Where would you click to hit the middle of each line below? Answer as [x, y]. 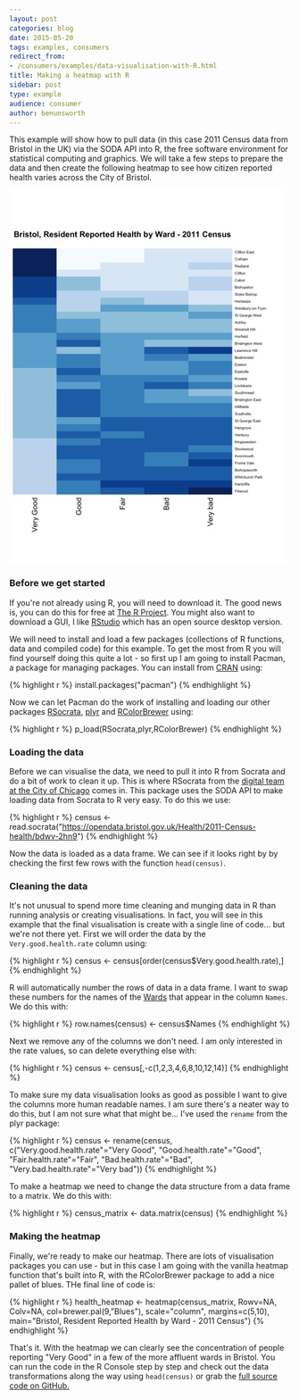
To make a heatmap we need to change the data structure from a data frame [150, 1186]
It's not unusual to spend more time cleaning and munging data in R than [143, 906]
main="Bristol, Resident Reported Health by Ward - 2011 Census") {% [137, 1320]
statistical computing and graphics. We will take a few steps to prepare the [146, 159]
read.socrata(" [36, 826]
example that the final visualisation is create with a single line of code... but [147, 925]
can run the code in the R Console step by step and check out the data [139, 1366]
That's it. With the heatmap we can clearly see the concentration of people [147, 1347]
